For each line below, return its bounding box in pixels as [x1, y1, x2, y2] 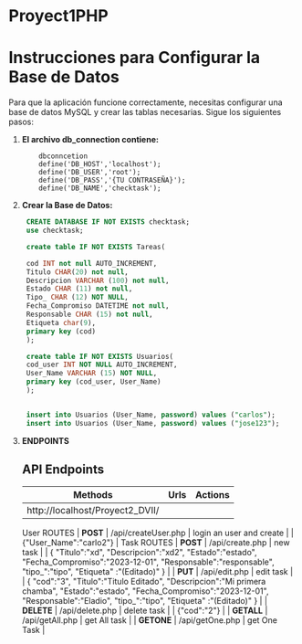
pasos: [8, 116, 34, 128]
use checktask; [26, 226, 84, 235]
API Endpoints [21, 462, 105, 478]
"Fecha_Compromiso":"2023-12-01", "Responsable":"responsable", [21, 556, 275, 567]
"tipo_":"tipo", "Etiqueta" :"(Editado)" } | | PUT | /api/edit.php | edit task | [21, 566, 294, 577]
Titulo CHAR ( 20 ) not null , [26, 267, 130, 277]
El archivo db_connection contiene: [21, 134, 159, 145]
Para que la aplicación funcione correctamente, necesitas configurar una [8, 97, 284, 108]
